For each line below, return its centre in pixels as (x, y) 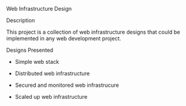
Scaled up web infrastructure (51, 97)
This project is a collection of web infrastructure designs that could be (93, 32)
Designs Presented (30, 50)
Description (20, 20)
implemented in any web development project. (64, 38)
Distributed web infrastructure (52, 73)
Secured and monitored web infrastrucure (67, 85)
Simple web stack (37, 62)
